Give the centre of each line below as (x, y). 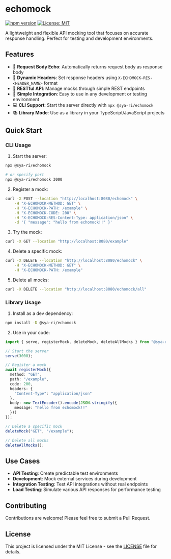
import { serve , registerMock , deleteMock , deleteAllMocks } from (77, 342)
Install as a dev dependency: (43, 313)
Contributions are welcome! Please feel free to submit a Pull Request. (78, 518)
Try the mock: (27, 232)
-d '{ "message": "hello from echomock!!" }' (64, 223)
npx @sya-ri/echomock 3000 (34, 180)
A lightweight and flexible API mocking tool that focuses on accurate (77, 33)
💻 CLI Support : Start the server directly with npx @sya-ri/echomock (83, 105)
